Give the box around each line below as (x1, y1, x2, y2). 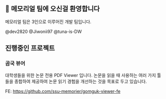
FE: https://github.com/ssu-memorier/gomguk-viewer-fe (5, 88, 121, 94)
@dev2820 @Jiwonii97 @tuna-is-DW (5, 29, 82, 34)
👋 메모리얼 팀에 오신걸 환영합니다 (5, 4, 100, 13)
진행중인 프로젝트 (5, 44, 55, 53)
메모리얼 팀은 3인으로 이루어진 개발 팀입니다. (5, 19, 92, 25)
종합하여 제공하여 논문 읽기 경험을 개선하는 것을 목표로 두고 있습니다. (14, 78, 147, 84)
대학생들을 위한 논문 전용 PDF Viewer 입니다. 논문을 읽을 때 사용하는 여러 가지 (5, 72, 156, 78)
